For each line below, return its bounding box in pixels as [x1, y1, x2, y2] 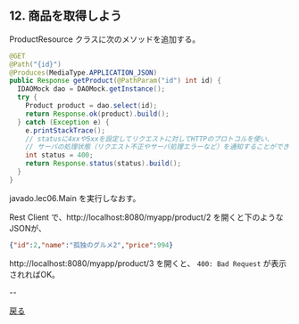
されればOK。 [9, 269, 61, 279]
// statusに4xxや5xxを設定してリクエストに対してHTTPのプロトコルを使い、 [25, 134, 274, 143]
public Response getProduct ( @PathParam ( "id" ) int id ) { [9, 77, 221, 85]
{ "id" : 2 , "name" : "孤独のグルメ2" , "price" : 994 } [9, 240, 174, 249]
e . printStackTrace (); [25, 126, 105, 135]
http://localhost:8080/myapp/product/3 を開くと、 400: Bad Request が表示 [9, 257, 287, 269]
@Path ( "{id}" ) [9, 60, 62, 69]
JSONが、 [9, 223, 46, 233]
